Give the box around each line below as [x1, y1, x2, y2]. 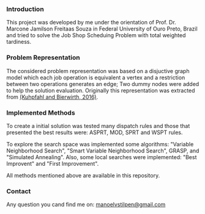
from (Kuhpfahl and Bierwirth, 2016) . [6, 93, 99, 101]
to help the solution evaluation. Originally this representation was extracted [6, 87, 195, 94]
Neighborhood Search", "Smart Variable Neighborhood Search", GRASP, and [6, 147, 199, 154]
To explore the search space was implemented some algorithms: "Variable [6, 140, 194, 148]
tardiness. [6, 38, 32, 46]
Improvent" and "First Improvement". [6, 160, 99, 167]
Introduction [6, 5, 44, 13]
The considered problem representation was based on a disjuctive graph [6, 67, 190, 74]
